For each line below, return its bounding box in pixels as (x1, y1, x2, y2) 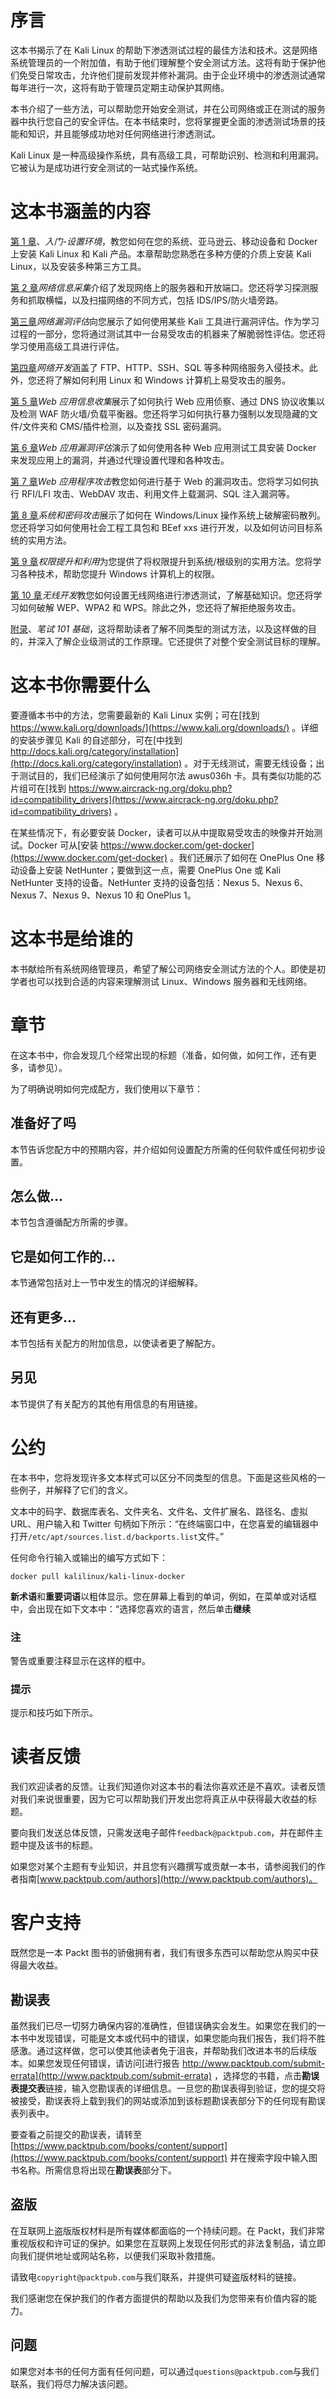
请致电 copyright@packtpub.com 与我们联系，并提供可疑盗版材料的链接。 (10, 2271, 302, 2283)
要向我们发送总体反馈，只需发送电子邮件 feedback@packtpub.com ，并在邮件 (10, 1827, 315, 1839)
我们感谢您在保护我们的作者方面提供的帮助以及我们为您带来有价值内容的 (10, 2292, 308, 2304)
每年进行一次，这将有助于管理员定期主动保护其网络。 (10, 81, 230, 93)
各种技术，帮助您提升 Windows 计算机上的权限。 (18, 567, 220, 580)
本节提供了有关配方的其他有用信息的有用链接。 (10, 1397, 203, 1410)
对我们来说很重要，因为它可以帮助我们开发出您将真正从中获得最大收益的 (10, 1793, 308, 1805)
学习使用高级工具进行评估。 (10, 340, 125, 352)
